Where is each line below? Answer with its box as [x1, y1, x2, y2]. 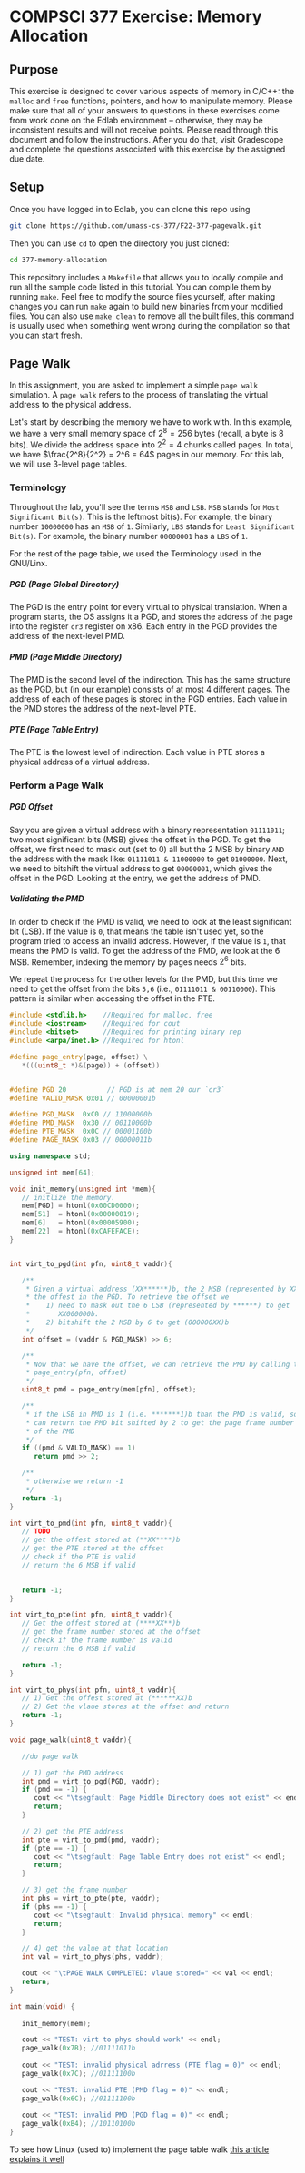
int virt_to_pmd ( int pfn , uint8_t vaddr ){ [9, 1519, 172, 1528]
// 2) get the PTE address [21, 1826, 124, 1835]
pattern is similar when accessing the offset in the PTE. [9, 993, 216, 1004]
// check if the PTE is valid [21, 1552, 136, 1562]
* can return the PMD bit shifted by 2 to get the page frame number [25, 1418, 295, 1427]
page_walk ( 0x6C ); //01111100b [21, 2094, 136, 2103]
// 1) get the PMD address [21, 1768, 124, 1777]
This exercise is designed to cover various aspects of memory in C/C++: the [9, 86, 295, 96]
